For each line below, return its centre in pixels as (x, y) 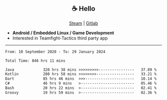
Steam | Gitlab (83, 23)
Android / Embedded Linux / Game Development (63, 33)
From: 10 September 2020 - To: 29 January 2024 (55, 51)
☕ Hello (83, 9)
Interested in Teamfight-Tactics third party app (60, 38)
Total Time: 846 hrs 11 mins (35, 61)
